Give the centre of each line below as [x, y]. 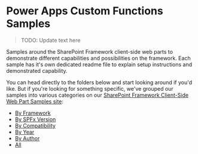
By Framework [33, 113]
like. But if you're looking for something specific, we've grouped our [90, 88]
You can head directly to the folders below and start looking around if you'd [99, 82]
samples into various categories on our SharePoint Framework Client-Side [98, 95]
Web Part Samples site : [35, 101]
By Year [25, 132]
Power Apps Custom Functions [85, 11]
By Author [27, 138]
